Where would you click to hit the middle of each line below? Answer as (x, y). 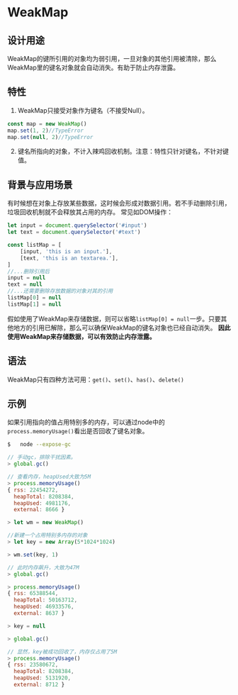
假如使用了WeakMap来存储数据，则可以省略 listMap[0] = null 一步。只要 (114, 318)
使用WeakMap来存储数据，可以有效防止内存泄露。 (81, 336)
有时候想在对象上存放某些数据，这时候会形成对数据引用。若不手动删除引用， (119, 204)
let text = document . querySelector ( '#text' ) (74, 232)
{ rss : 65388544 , (33, 594)
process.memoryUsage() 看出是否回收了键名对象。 (78, 431)
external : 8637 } (39, 613)
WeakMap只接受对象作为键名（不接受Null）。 (83, 110)
